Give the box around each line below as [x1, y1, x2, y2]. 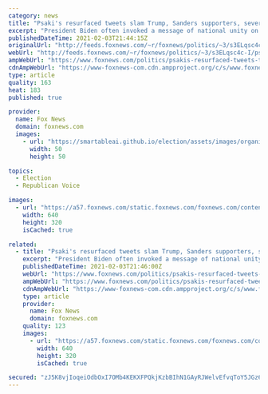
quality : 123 [22, 322, 66, 330]
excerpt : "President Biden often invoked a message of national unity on [8, 26, 259, 34]
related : [8, 241, 37, 249]
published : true [8, 94, 62, 101]
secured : [8, 373, 37, 382]
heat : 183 [8, 86, 41, 94]
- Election [15, 174, 52, 182]
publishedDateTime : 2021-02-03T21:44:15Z [8, 34, 148, 42]
